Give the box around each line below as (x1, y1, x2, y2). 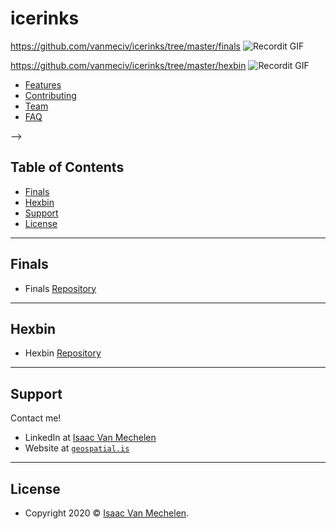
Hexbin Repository (24, 347, 102, 359)
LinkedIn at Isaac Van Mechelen (24, 432, 157, 444)
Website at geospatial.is (24, 442, 130, 454)
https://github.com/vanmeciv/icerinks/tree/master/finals (10, 40, 241, 52)
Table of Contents (10, 159, 125, 176)
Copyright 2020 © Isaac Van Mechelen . (24, 507, 190, 519)
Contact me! (10, 412, 62, 424)
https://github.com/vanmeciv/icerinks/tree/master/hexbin (10, 59, 247, 71)
